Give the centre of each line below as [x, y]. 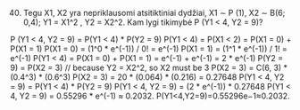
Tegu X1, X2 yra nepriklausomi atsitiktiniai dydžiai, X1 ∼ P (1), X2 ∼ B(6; [154, 13]
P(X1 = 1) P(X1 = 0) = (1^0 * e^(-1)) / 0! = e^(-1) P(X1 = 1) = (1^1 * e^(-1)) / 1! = [149, 49]
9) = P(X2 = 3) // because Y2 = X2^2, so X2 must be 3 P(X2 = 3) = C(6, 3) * [149, 67]
